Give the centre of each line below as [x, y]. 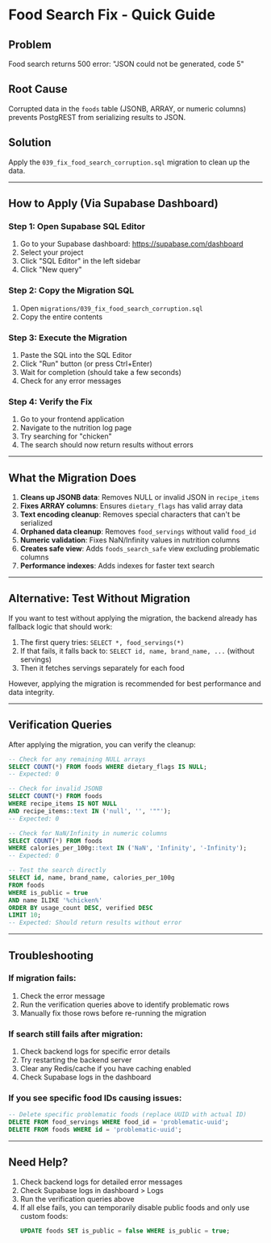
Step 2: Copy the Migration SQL [71, 290]
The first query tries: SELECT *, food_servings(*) [102, 642]
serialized [36, 523]
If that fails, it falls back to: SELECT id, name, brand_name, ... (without [137, 651]
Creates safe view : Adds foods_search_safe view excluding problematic [140, 549]
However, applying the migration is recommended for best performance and [135, 684]
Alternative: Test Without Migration [100, 599]
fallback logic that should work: [60, 626]
